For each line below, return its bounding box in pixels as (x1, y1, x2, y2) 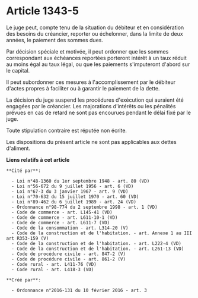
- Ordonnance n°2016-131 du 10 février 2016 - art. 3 (11, 287, 147, 293)
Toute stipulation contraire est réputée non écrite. (6, 127, 127, 134)
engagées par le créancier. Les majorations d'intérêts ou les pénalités (6, 102, 176, 109)
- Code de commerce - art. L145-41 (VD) (11, 209, 113, 215)
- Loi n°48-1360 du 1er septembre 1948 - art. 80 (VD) (11, 178, 150, 184)
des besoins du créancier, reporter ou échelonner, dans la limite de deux (6, 30, 183, 37)
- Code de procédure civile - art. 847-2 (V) (11, 251, 126, 257)
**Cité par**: (6, 168, 41, 174)
